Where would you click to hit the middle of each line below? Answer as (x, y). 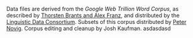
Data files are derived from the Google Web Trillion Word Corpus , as (93, 9)
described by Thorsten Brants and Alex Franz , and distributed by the (93, 15)
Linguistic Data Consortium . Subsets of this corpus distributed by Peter (96, 22)
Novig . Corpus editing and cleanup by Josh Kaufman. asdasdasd (89, 28)
